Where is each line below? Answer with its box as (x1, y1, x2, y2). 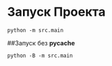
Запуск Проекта (7, 4, 106, 20)
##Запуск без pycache (7, 38, 75, 47)
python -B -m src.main (7, 52, 73, 59)
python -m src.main (7, 27, 64, 34)
